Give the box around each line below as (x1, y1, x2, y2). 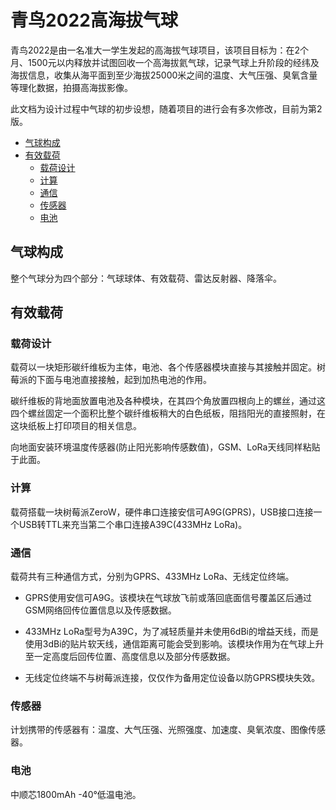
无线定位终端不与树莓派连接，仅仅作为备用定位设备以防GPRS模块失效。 (24, 672, 321, 684)
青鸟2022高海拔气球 (10, 9, 178, 32)
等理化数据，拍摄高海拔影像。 (10, 81, 133, 93)
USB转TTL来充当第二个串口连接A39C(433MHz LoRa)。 (18, 518, 248, 530)
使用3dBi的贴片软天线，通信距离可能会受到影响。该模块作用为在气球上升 (24, 638, 325, 650)
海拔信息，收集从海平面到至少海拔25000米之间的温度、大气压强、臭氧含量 (10, 69, 318, 81)
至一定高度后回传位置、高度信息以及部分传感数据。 (24, 651, 236, 663)
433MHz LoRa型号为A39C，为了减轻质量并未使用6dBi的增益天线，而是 (24, 626, 319, 638)
